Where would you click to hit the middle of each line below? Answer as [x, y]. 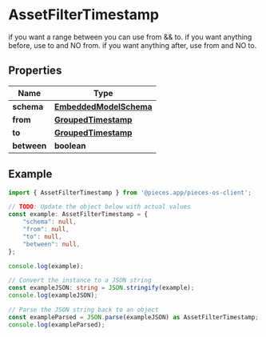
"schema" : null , [50, 222]
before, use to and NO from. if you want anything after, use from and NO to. [133, 45]
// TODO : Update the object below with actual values [100, 207]
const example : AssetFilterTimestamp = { [78, 215]
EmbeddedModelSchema [103, 106]
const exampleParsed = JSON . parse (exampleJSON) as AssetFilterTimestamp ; [134, 317]
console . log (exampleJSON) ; [53, 295]
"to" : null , [42, 237]
